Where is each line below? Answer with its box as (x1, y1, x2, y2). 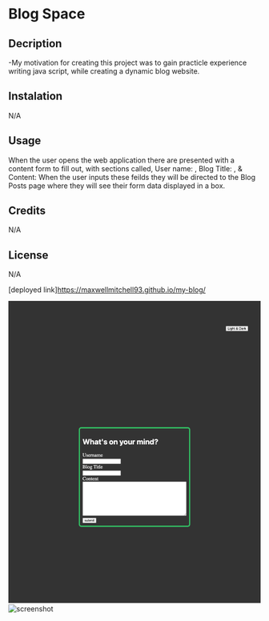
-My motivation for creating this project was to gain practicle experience (8, 58, 247, 67)
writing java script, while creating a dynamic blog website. (8, 66, 200, 76)
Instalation (8, 90, 62, 103)
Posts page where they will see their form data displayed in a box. (8, 181, 226, 190)
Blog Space (8, 5, 86, 23)
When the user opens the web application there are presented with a (8, 155, 235, 165)
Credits (8, 204, 46, 218)
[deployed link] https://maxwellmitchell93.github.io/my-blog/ (8, 285, 207, 294)
